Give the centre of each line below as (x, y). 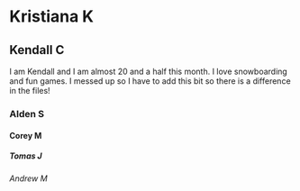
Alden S (27, 114)
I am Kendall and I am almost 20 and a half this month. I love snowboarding (149, 71)
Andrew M (28, 178)
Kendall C (37, 50)
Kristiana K (52, 17)
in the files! (30, 91)
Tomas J (26, 156)
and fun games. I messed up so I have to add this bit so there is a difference (150, 81)
